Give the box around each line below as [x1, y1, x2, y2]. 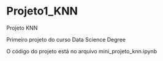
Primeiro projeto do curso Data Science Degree [6, 36, 126, 43]
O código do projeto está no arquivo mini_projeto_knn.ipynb [6, 47, 157, 55]
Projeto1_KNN [6, 4, 78, 18]
